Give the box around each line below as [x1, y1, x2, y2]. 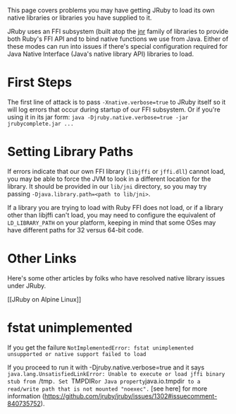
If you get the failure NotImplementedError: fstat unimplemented [7, 343, 194, 352]
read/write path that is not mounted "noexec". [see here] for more [7, 384, 208, 393]
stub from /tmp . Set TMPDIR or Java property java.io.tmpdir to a [7, 377, 201, 385]
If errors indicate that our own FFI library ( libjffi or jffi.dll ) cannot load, [7, 167, 225, 175]
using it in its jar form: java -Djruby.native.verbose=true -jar [7, 112, 189, 121]
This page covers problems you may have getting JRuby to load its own [7, 6, 215, 14]
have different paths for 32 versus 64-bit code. [7, 225, 144, 234]
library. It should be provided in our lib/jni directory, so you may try [7, 182, 207, 190]
